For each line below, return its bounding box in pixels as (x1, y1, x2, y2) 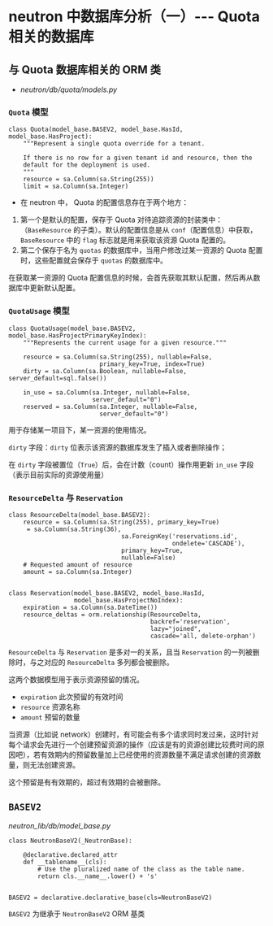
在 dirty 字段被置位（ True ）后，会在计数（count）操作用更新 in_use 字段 (8, 459, 254, 469)
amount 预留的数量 (19, 712, 80, 722)
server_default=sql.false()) (8, 374, 107, 382)
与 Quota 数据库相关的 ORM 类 (8, 63, 161, 76)
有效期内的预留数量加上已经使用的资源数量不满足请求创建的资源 (40, 750, 254, 759)
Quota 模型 (8, 107, 49, 118)
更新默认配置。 (29, 283, 80, 293)
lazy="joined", (149, 624, 201, 633)
